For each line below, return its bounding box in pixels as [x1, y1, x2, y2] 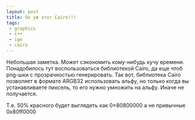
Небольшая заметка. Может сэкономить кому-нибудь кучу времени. [6, 58, 185, 66]
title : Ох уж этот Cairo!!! [6, 14, 77, 20]
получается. [6, 90, 38, 97]
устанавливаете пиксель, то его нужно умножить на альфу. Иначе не [6, 84, 184, 91]
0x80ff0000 [6, 108, 37, 115]
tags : [6, 20, 20, 26]
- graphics [8, 25, 36, 32]
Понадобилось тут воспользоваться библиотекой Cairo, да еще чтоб [6, 64, 183, 72]
